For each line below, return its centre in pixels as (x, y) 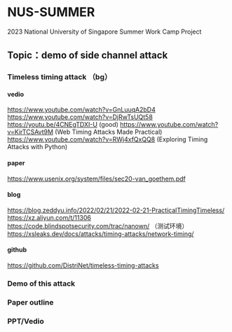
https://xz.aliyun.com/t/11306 (49, 217)
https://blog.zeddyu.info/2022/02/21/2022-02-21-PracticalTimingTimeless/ (116, 210)
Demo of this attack (41, 283)
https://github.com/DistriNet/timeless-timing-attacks (83, 265)
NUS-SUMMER (51, 12)
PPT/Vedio (26, 321)
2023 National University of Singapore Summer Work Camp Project (104, 32)
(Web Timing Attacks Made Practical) (109, 132)
